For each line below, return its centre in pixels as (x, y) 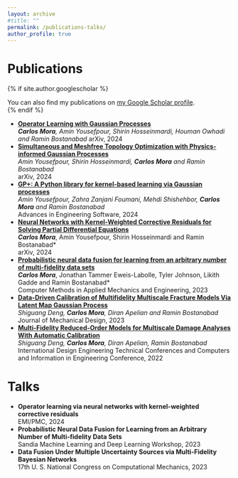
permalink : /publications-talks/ (57, 27)
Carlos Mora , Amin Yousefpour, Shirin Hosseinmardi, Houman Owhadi (121, 132)
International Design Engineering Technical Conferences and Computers (124, 351)
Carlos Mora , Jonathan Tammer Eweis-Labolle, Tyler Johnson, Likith (119, 275)
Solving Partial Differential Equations (73, 230)
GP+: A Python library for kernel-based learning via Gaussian (110, 184)
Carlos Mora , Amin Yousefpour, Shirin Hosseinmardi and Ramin (111, 237)
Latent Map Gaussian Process (63, 305)
